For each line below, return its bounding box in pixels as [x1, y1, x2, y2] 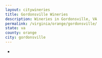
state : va [5, 26, 26, 31]
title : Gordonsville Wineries [5, 12, 68, 17]
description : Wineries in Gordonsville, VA [5, 16, 97, 21]
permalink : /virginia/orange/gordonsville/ [5, 21, 97, 26]
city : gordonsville [5, 35, 46, 40]
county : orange [5, 30, 37, 35]
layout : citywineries [5, 7, 50, 12]
